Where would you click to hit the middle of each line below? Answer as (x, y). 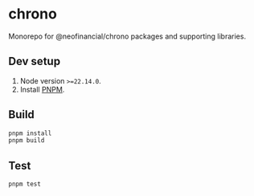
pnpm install (30, 133)
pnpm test (25, 184)
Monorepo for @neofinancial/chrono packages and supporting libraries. (127, 36)
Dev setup (35, 61)
